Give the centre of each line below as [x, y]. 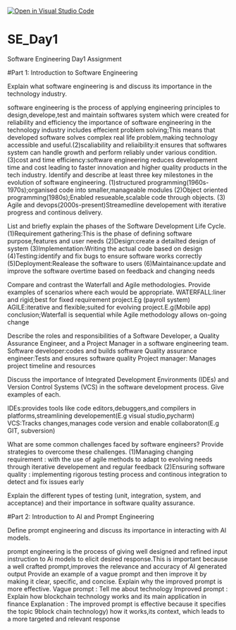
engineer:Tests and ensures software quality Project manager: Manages [112, 358]
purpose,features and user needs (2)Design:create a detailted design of [112, 241]
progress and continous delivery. [55, 212]
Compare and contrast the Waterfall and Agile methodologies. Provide [109, 284]
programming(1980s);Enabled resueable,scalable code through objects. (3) [116, 197]
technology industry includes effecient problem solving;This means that [111, 130]
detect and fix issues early [46, 481]
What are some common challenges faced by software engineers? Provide [116, 444]
